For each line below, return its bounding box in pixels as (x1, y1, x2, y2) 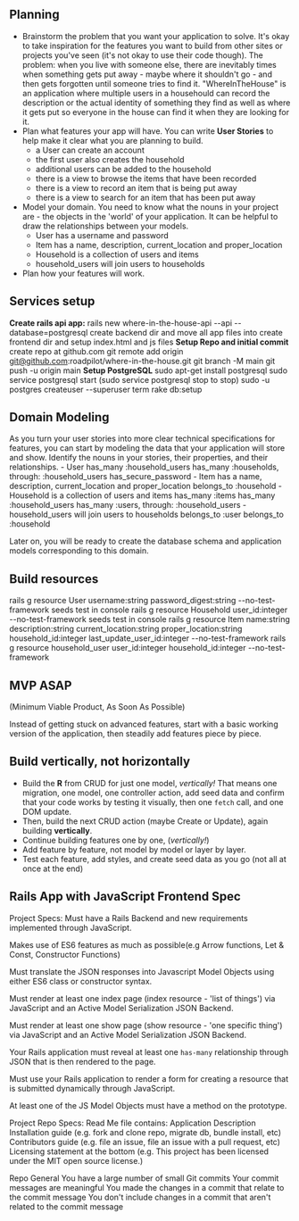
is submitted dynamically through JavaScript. (9, 1083, 176, 1093)
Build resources (9, 571, 99, 586)
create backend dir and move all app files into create (89, 327, 283, 337)
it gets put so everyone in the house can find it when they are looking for (21, 106, 290, 117)
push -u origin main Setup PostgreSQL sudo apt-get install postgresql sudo (9, 365, 288, 376)
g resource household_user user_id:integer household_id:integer (9, 643, 246, 653)
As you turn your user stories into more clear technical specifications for (9, 433, 276, 444)
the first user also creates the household (35, 154, 185, 164)
